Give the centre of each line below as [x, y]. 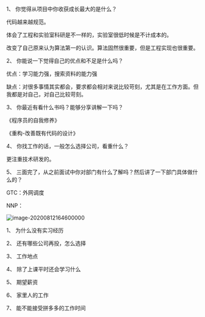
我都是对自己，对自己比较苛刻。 [46, 94]
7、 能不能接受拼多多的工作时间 [46, 308]
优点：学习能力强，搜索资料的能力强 [52, 74]
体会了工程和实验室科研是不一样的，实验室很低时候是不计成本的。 [89, 35]
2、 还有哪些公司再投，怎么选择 [46, 243]
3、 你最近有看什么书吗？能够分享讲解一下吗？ [65, 107]
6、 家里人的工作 [27, 295]
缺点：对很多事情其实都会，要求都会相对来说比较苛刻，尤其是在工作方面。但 [103, 87]
